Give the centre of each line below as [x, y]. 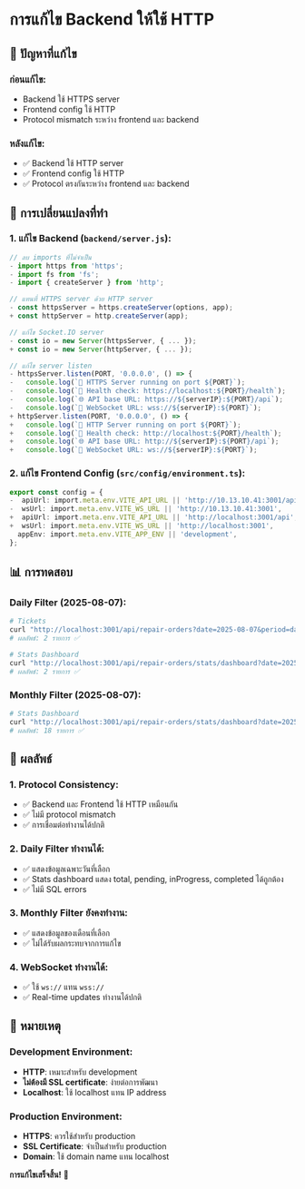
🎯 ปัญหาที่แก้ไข [43, 53]
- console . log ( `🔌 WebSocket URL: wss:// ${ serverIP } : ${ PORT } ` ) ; [136, 408]
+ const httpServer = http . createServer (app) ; [99, 316]
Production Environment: [66, 1116]
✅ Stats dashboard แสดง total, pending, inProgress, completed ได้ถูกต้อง [153, 879]
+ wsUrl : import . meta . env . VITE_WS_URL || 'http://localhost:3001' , [142, 526]
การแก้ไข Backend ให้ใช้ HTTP [112, 20]
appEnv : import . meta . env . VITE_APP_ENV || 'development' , [128, 534]
